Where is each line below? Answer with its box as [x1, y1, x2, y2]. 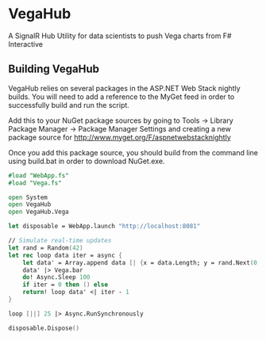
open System [8, 193, 48, 201]
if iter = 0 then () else [22, 281, 109, 289]
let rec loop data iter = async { [8, 251, 123, 259]
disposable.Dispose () [8, 324, 80, 332]
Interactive [8, 39, 44, 48]
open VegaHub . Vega [8, 208, 69, 216]
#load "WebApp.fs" [8, 171, 69, 179]
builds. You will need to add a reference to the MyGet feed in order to [8, 92, 235, 101]
